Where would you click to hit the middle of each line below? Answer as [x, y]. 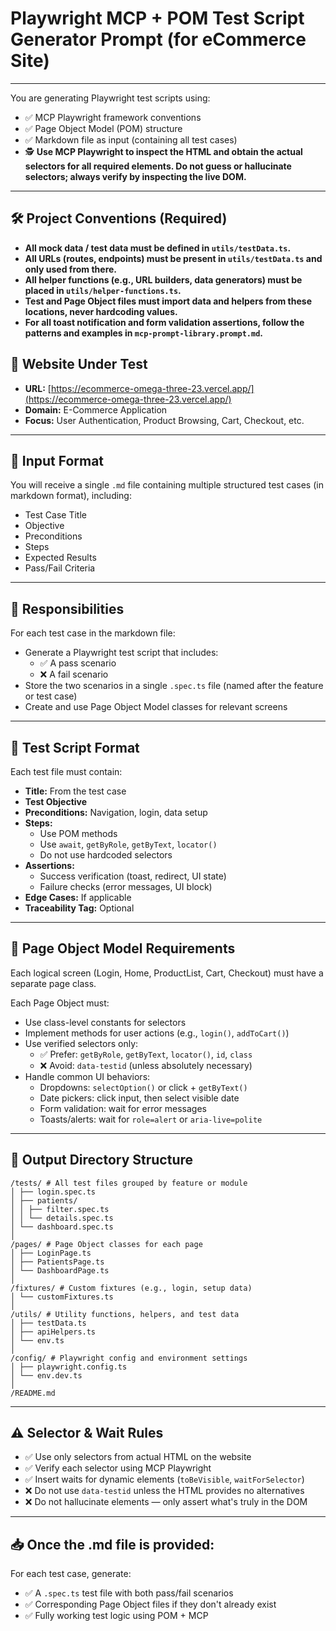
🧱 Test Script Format [75, 747]
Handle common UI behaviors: [87, 1076]
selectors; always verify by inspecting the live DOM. [135, 176]
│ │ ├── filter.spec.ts [60, 1209]
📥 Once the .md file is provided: [112, 1544]
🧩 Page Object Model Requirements [123, 948]
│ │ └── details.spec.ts [62, 1218]
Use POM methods [78, 833]
